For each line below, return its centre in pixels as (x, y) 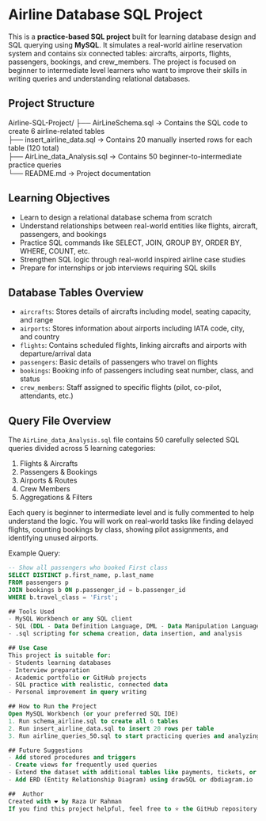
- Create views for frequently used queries (83, 765)
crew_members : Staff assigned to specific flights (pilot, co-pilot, (120, 388)
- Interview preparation (49, 670)
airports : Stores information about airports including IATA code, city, (132, 328)
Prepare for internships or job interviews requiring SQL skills (118, 268)
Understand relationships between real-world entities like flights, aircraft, (139, 225)
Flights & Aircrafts (49, 464)
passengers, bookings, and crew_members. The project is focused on (122, 62)
